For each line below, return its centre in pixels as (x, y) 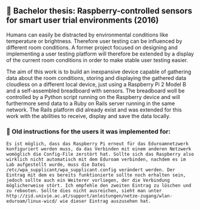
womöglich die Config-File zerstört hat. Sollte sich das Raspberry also (100, 155)
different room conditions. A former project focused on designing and (92, 47)
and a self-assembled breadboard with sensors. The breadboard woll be (96, 91)
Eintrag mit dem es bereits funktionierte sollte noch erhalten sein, (96, 175)
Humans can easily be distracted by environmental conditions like (87, 35)
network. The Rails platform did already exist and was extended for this (94, 109)
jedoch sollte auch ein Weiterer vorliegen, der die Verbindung (88, 180)
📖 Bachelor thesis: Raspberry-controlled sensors (99, 11)
